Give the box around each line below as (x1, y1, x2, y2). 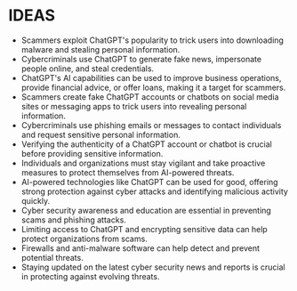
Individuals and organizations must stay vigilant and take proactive (20, 158, 266, 168)
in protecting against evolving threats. (20, 271, 160, 281)
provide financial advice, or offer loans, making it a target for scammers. (20, 82, 286, 93)
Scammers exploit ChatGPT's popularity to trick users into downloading (20, 35, 284, 45)
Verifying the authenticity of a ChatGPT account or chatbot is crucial (20, 139, 272, 150)
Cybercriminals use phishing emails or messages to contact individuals (20, 119, 282, 130)
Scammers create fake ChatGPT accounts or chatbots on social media (20, 91, 279, 102)
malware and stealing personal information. (20, 44, 181, 54)
